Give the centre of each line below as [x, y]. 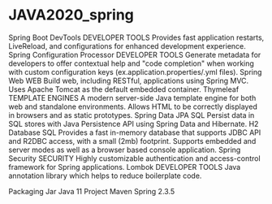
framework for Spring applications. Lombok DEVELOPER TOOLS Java [125, 167]
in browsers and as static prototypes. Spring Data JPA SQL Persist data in [132, 115]
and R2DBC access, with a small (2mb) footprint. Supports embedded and [132, 141]
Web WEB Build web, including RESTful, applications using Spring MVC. [129, 80]
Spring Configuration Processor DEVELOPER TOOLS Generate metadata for [135, 54]
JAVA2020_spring [71, 15]
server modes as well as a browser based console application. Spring [125, 150]
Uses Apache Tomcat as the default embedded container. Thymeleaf [124, 89]
